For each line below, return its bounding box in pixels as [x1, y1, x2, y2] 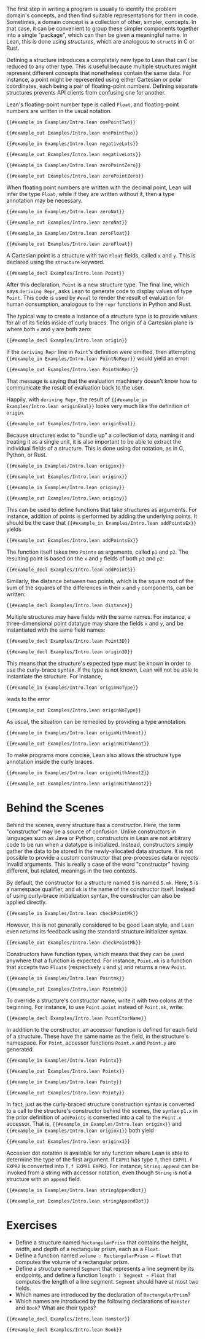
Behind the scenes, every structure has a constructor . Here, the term [6, 821, 181, 828]
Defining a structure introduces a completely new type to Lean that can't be [6, 57, 198, 63]
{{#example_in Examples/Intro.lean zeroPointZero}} [6, 162, 141, 168]
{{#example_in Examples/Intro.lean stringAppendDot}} [6, 1187, 147, 1193]
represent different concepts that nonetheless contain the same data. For [6, 69, 191, 76]
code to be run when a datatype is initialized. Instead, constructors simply [6, 841, 193, 848]
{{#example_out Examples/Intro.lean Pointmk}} [6, 986, 128, 992]
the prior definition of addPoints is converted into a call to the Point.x [6, 1113, 182, 1121]
